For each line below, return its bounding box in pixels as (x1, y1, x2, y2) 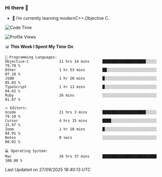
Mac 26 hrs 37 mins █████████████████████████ (5, 154, 157, 159)
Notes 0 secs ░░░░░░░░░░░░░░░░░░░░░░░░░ (5, 135, 157, 140)
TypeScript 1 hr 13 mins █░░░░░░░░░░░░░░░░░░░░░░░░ (5, 85, 157, 89)
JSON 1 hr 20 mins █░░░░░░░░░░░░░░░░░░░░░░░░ (5, 76, 157, 81)
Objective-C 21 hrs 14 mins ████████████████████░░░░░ (5, 59, 157, 64)
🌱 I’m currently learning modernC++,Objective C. (12, 15, 110, 21)
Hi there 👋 (5, 4, 29, 11)
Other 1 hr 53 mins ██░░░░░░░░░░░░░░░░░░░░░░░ (5, 68, 157, 73)
